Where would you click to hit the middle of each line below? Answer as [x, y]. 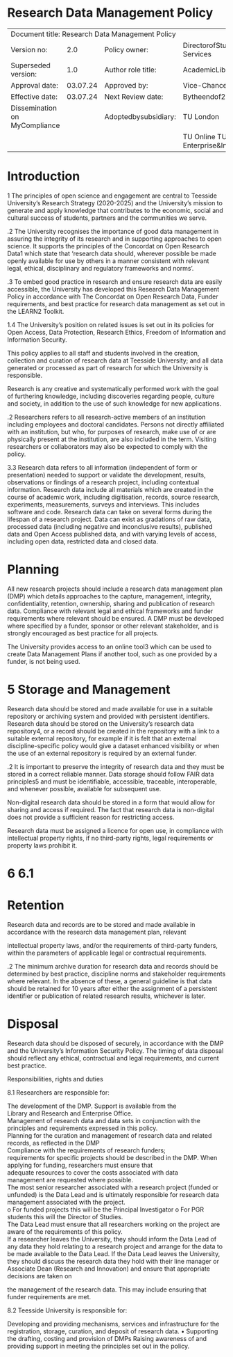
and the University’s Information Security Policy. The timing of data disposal [115, 1050]
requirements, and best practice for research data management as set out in [116, 303]
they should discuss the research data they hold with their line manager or [113, 1261]
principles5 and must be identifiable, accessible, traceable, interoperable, [112, 781]
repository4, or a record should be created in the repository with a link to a [113, 731]
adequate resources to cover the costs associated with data [93, 1172]
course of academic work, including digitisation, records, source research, [113, 497]
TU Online [199, 136]
